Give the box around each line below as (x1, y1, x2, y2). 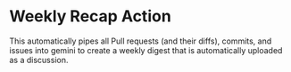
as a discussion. (9, 54, 69, 65)
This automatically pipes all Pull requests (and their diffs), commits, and (9, 36, 272, 46)
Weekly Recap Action (9, 6, 171, 27)
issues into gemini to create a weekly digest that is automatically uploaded (9, 44, 283, 55)
